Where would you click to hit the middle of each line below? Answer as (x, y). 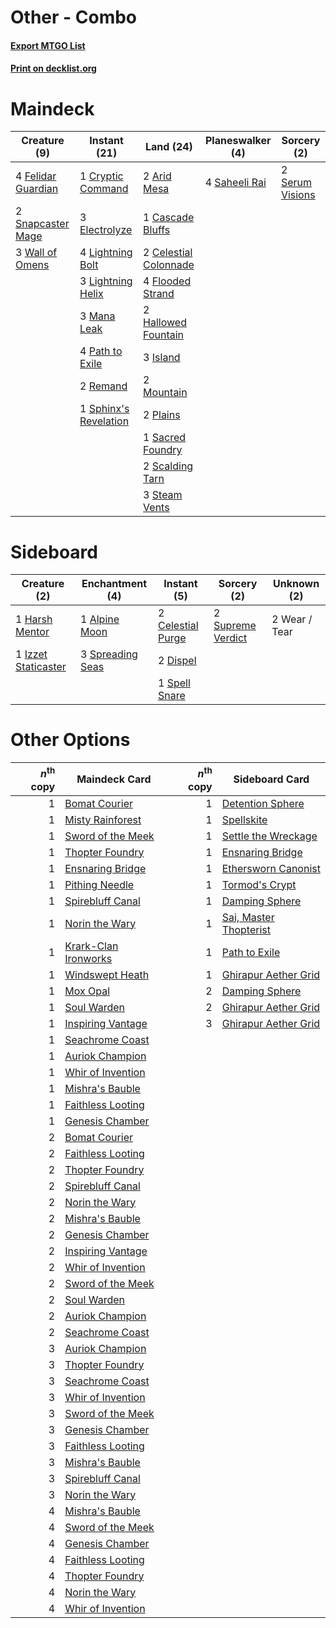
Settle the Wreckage (269, 836)
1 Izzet (31, 654)
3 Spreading (109, 654)
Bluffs (157, 230)
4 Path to (101, 351)
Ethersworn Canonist (271, 868)
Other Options (70, 740)
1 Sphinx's (104, 409)
